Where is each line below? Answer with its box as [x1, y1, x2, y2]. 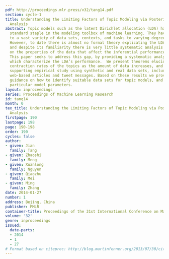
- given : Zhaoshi [5, 153, 42, 158]
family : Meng [10, 157, 37, 162]
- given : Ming [5, 181, 35, 186]
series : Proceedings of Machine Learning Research [5, 92, 114, 97]
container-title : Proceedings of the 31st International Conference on [5, 209, 158, 214]
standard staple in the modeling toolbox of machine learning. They [10, 31, 156, 36]
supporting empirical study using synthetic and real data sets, [10, 69, 150, 74]
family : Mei [10, 176, 35, 181]
